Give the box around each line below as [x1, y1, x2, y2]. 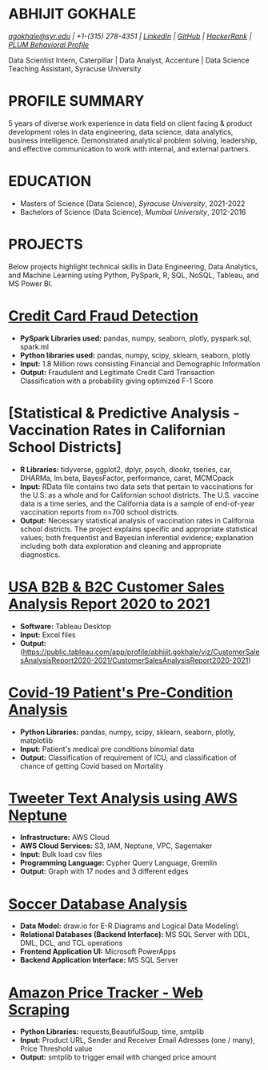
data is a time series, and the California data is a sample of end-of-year [19, 499, 255, 508]
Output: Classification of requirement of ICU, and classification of [19, 753, 238, 762]
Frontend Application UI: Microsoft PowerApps [19, 947, 176, 956]
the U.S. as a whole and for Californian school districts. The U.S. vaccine [19, 490, 259, 499]
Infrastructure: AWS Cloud [19, 833, 110, 842]
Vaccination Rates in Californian [8, 421, 226, 439]
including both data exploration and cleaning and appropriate [19, 541, 222, 551]
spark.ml [19, 341, 50, 351]
